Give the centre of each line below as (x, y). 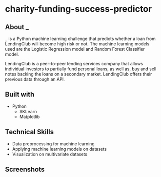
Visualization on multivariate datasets (50, 154)
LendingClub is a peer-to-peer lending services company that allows (74, 64)
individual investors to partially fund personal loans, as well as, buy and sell (81, 69)
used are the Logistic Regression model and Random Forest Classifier (75, 49)
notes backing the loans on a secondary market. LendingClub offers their (79, 74)
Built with (20, 94)
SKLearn (28, 111)
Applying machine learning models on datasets (59, 149)
